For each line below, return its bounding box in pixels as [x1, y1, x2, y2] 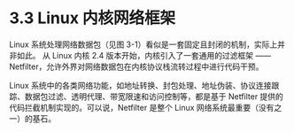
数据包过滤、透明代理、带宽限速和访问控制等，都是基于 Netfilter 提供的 [24, 90, 283, 102]
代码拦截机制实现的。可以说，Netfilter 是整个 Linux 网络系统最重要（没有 [9, 102, 275, 113]
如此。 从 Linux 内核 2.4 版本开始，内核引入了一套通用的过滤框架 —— [16, 50, 272, 60]
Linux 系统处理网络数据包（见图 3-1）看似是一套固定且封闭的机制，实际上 [9, 39, 278, 50]
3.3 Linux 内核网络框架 [9, 8, 176, 28]
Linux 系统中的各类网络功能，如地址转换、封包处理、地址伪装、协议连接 [9, 80, 272, 90]
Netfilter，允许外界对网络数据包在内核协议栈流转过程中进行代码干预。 [9, 61, 264, 72]
